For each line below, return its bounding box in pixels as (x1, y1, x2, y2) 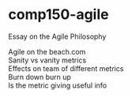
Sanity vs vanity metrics (8, 55, 87, 65)
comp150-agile (8, 6, 109, 24)
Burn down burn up (8, 72, 71, 81)
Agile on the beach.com (8, 47, 86, 56)
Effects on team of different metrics (8, 63, 124, 73)
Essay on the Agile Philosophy (8, 32, 107, 41)
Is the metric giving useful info (8, 81, 107, 90)
